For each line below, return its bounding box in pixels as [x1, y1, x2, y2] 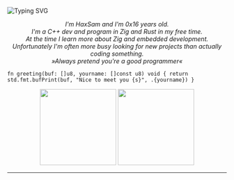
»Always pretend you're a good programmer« [51, 57, 183, 65]
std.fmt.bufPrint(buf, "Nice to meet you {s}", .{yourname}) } [7, 76, 195, 83]
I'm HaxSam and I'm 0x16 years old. [65, 20, 169, 28]
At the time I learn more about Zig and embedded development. [25, 35, 209, 43]
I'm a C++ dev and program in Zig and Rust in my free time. [31, 28, 203, 35]
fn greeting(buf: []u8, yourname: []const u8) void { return [7, 70, 189, 77]
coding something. [90, 49, 144, 58]
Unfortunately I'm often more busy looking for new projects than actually [12, 42, 222, 50]
